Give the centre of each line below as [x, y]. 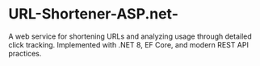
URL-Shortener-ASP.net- [94, 14]
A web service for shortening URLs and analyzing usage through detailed [130, 36]
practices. [25, 53]
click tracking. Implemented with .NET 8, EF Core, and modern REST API [128, 44]
